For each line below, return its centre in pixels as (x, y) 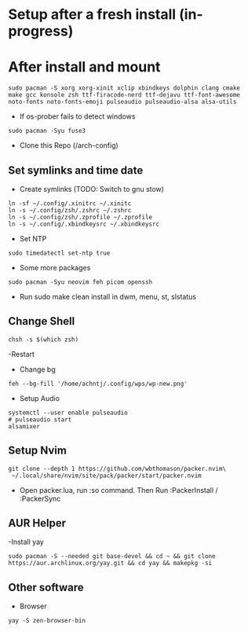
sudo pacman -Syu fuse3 (47, 131)
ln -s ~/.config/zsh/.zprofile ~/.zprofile (80, 217)
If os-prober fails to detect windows (77, 116)
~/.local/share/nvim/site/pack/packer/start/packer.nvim (106, 476)
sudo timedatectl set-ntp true (59, 253)
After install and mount (84, 67)
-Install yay (26, 542)
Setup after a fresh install (92, 15)
